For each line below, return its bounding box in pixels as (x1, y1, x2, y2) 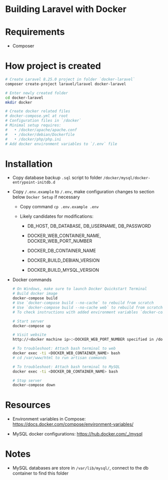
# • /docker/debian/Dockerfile (5, 132, 75, 137)
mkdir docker (5, 100, 32, 105)
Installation (5, 158, 53, 169)
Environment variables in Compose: (12, 416, 86, 422)
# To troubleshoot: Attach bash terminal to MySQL (12, 364, 120, 369)
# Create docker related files (5, 109, 70, 114)
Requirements (5, 26, 65, 38)
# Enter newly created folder (5, 90, 68, 95)
